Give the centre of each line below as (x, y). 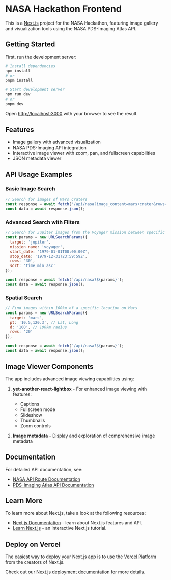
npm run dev (18, 94)
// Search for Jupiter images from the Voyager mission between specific (85, 233)
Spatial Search (24, 298)
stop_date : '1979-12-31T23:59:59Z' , (49, 256)
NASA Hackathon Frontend (64, 9)
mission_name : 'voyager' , (37, 247)
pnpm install (19, 80)
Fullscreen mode (38, 409)
